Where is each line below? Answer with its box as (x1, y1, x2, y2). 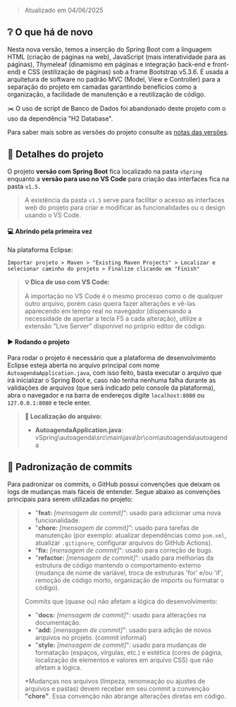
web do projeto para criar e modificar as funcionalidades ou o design (24, 203, 225, 211)
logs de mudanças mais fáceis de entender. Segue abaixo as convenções (7, 487, 221, 496)
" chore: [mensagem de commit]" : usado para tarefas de (35, 523, 199, 531)
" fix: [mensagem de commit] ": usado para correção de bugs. (35, 546, 213, 554)
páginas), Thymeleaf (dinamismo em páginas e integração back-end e (7, 60, 211, 68)
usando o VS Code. (24, 211, 81, 219)
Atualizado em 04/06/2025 (24, 6, 104, 14)
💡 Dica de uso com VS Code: (24, 278, 111, 286)
